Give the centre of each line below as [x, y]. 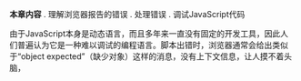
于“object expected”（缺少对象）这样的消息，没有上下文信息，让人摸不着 [147, 56]
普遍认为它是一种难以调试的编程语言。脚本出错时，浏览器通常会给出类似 [152, 45]
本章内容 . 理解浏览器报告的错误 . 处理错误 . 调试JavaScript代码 [127, 14]
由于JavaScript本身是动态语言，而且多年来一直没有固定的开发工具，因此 [145, 34]
